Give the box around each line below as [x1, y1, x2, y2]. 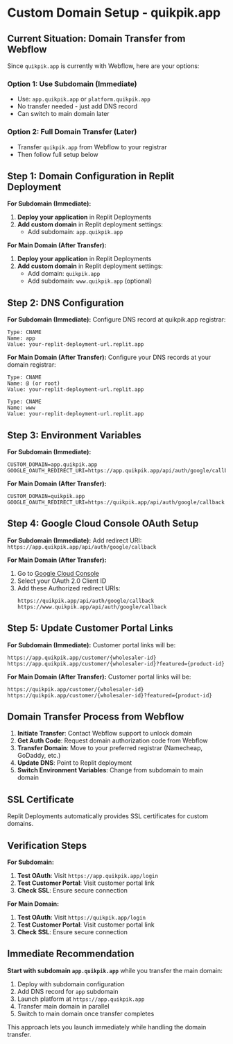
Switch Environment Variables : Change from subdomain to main [17, 766, 203, 774]
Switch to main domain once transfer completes [17, 1009, 155, 1018]
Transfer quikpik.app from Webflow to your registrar [17, 142, 168, 151]
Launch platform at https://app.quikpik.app [17, 995, 145, 1003]
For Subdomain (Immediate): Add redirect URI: [7, 536, 142, 545]
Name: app [7, 335, 36, 342]
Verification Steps [7, 839, 87, 852]
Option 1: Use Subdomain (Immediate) [7, 78, 137, 88]
